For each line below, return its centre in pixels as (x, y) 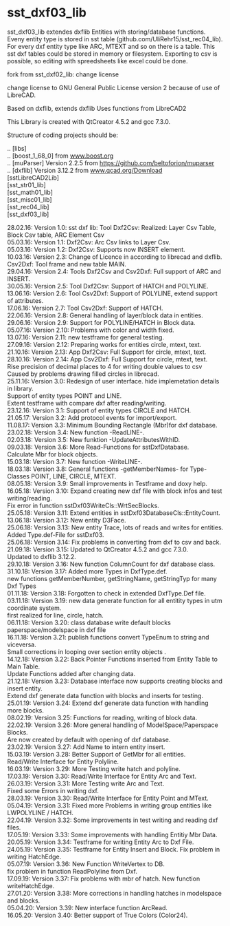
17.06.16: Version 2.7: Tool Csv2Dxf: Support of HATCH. (85, 308)
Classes (18, 476)
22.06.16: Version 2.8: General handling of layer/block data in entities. (105, 315)
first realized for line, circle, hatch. (56, 615)
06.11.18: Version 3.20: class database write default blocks (89, 622)
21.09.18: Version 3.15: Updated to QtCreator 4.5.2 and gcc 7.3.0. (98, 549)
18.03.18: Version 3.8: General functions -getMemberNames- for (98, 469)
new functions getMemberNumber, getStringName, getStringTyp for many (112, 578)
